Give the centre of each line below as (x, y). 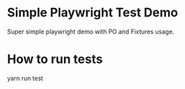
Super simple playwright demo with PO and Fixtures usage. (91, 31)
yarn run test (25, 78)
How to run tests (55, 59)
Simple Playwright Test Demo (92, 13)
